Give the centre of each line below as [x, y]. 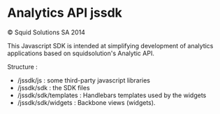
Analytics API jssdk [65, 13]
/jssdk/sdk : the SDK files [53, 87]
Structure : [23, 66]
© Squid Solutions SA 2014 [46, 32]
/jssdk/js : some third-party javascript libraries [83, 80]
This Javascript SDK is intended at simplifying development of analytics [110, 45]
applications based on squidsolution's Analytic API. [81, 53]
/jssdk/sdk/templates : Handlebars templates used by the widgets [112, 95]
